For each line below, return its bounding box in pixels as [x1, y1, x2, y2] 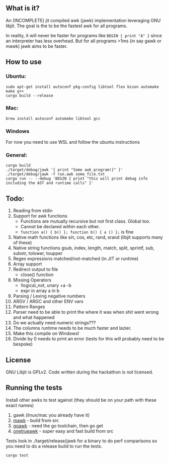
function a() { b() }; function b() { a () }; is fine [20, 229, 134, 235]
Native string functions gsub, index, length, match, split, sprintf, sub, [13, 245, 155, 251]
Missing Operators [13, 277, 52, 283]
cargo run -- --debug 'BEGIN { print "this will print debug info [6, 176, 148, 181]
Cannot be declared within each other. [20, 224, 100, 230]
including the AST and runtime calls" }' [6, 180, 94, 186]
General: [6, 152, 27, 159]
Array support [13, 261, 42, 267]
